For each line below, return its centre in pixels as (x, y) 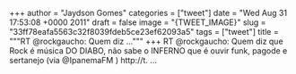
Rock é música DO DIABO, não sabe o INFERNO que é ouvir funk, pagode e (148, 51)
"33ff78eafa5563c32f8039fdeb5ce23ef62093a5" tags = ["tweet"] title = (144, 32)
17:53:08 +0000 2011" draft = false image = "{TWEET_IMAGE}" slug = (138, 22)
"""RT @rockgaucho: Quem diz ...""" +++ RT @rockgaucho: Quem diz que (147, 41)
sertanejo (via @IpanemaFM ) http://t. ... (83, 60)
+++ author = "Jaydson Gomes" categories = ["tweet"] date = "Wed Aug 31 (148, 13)
